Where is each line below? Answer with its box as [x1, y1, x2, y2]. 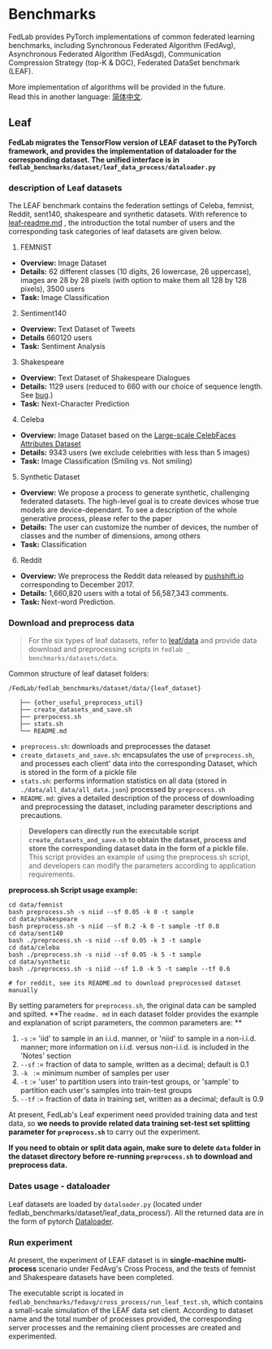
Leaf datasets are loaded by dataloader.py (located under [8, 1199, 203, 1208]
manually [8, 986, 38, 994]
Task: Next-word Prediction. [19, 597, 115, 607]
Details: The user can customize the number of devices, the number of [19, 522, 258, 533]
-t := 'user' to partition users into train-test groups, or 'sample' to [19, 1077, 240, 1086]
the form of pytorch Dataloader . [8, 1216, 114, 1226]
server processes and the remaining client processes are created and [8, 1322, 241, 1332]
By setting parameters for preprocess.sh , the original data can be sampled [8, 1001, 257, 1011]
